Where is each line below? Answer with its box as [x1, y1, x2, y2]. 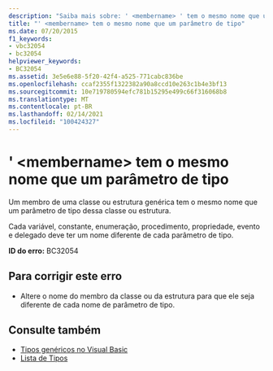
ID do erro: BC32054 [8, 246, 79, 255]
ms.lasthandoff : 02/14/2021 [8, 111, 104, 119]
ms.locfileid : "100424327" [8, 118, 100, 126]
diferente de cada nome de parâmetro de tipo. [19, 299, 175, 309]
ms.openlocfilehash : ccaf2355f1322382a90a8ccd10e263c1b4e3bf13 [8, 80, 227, 88]
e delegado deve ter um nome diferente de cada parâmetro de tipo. [8, 229, 234, 240]
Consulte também [8, 323, 102, 338]
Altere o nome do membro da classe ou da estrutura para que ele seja [19, 290, 254, 301]
